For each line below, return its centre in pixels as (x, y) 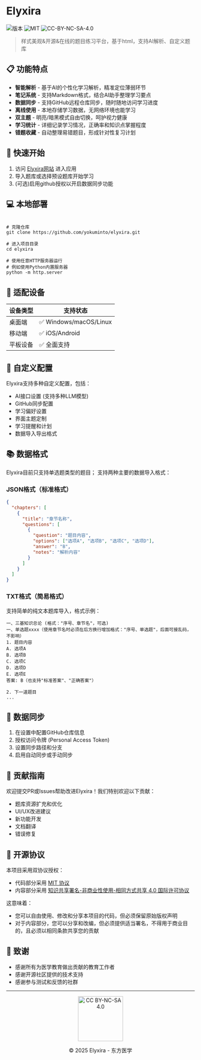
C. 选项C (16, 661)
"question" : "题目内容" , (62, 536)
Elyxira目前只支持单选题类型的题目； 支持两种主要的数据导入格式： (89, 472)
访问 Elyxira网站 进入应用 (45, 168)
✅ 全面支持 (54, 345)
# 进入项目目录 (22, 244)
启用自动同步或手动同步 (44, 755)
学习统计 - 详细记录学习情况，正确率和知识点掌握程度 (80, 124)
